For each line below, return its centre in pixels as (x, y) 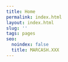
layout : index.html (30, 22)
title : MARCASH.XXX (35, 50)
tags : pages (21, 34)
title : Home (21, 12)
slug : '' (17, 28)
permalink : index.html (34, 17)
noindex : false (30, 45)
